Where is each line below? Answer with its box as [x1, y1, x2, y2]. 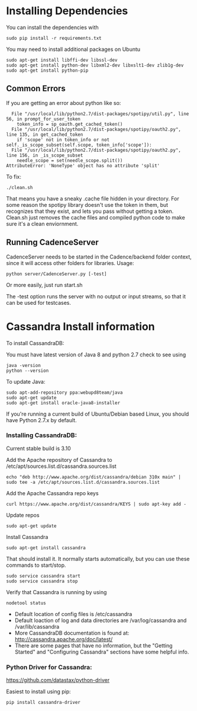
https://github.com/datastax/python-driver [6, 677, 110, 684]
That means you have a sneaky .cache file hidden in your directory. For [6, 195, 179, 202]
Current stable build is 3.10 [6, 445, 71, 452]
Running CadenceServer [6, 237, 99, 247]
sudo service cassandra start [6, 573, 81, 579]
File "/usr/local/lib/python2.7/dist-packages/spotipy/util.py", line [11, 111, 189, 117]
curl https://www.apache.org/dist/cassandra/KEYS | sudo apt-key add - [6, 501, 186, 507]
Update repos [6, 511, 40, 518]
